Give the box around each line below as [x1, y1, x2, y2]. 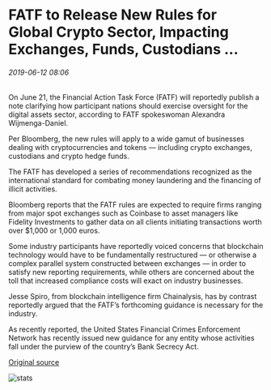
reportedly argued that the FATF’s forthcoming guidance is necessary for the [8, 300, 264, 310]
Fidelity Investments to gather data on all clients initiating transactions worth [8, 217, 263, 227]
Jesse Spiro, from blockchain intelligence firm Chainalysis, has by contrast [8, 292, 257, 302]
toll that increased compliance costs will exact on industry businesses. [8, 276, 243, 285]
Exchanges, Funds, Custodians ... [8, 41, 239, 58]
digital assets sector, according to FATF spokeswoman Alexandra [8, 109, 226, 119]
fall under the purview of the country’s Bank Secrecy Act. [8, 342, 200, 352]
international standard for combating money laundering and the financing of [8, 176, 261, 186]
